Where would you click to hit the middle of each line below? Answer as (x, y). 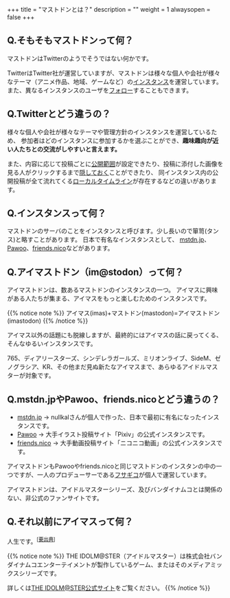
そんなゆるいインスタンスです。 (52, 344)
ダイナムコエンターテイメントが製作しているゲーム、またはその (97, 564)
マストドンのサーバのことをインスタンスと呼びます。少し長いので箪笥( (107, 231)
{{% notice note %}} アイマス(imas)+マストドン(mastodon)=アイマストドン (114, 313)
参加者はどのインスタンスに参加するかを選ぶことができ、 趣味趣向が (116, 140)
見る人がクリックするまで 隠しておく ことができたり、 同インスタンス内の (110, 172)
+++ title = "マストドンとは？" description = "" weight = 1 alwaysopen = (109, 9)
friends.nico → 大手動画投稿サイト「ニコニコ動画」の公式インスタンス (116, 443)
